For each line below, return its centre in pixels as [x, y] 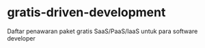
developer [22, 38]
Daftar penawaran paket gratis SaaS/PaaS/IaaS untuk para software [102, 31]
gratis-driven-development [86, 13]
